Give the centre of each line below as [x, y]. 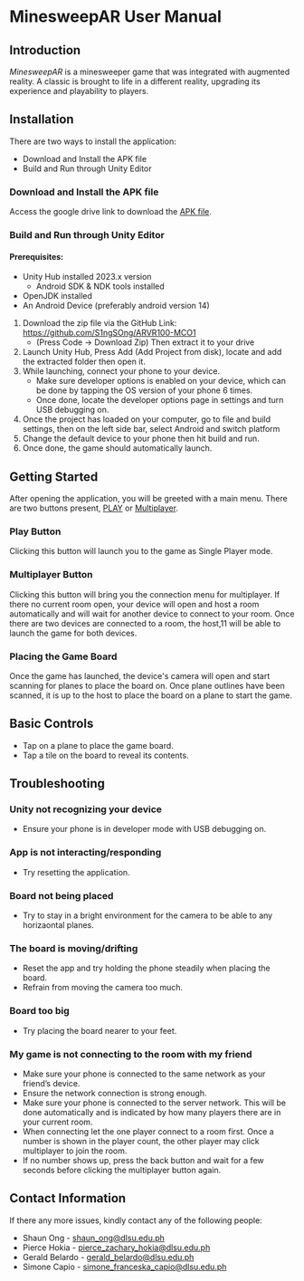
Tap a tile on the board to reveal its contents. [105, 755]
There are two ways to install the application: [93, 141]
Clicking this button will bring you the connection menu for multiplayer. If [145, 594]
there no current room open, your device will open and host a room [134, 604]
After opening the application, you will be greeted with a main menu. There [148, 499]
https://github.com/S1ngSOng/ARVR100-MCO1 [109, 333]
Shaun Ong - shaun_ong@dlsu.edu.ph [94, 1238]
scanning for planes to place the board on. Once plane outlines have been [147, 685]
